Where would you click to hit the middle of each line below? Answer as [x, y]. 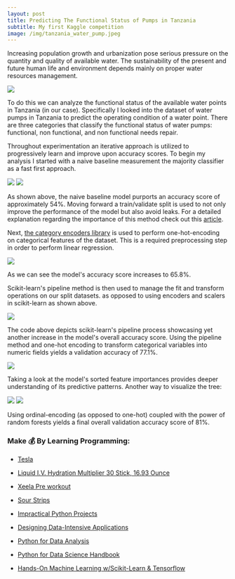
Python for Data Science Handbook [69, 554]
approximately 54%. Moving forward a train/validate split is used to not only [117, 204]
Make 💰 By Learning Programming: [69, 441]
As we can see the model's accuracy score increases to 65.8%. [99, 274]
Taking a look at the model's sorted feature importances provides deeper [113, 379]
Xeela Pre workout [44, 486]
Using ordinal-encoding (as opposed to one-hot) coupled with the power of [116, 415]
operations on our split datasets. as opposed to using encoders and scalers [116, 295]
